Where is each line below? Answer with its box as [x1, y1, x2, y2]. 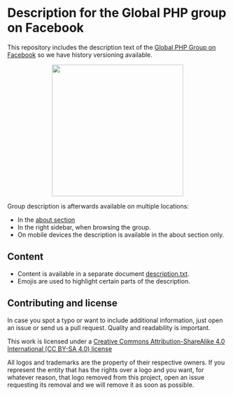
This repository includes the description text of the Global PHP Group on [7, 43, 216, 51]
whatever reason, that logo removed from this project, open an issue [7, 373, 205, 381]
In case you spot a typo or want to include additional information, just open [7, 316, 223, 324]
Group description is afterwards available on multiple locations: [7, 202, 189, 210]
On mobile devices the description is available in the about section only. [17, 230, 225, 239]
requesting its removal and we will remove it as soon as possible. [7, 381, 195, 389]
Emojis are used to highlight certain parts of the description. [17, 277, 191, 285]
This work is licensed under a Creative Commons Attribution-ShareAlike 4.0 [7, 337, 225, 345]
